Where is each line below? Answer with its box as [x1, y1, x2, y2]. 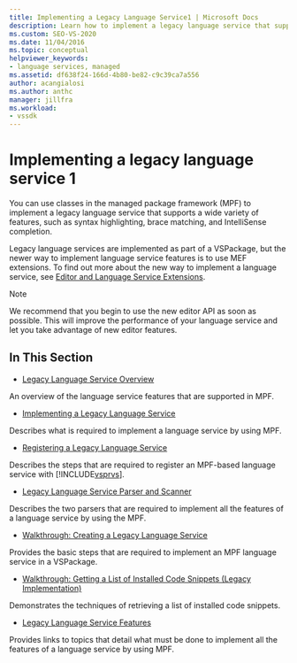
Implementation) [21, 582, 82, 593]
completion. [9, 227, 53, 237]
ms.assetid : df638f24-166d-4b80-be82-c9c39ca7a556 [9, 71, 200, 80]
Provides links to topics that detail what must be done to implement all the [9, 634, 278, 644]
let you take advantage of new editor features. [9, 325, 178, 335]
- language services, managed [9, 63, 121, 72]
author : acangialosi [9, 79, 86, 88]
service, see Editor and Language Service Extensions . [9, 272, 206, 282]
